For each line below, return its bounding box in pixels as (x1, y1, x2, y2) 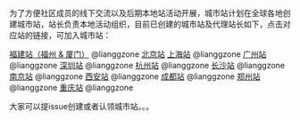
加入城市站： (63, 30, 112, 40)
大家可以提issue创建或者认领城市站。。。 (9, 101, 154, 111)
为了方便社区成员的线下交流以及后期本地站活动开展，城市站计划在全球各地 (9, 8, 283, 18)
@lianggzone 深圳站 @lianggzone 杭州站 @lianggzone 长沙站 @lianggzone (9, 60, 286, 70)
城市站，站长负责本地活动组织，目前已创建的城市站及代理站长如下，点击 (16, 19, 283, 29)
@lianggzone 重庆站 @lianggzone (9, 83, 134, 92)
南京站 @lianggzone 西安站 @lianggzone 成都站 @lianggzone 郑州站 (9, 71, 261, 82)
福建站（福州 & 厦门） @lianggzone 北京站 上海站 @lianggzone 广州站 (9, 49, 267, 60)
